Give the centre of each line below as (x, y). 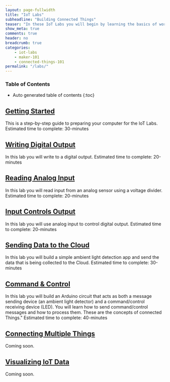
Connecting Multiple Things (50, 334)
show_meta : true (22, 29)
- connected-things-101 (39, 62)
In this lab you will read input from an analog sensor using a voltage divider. (84, 190)
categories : (18, 48)
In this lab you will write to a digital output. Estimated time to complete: (79, 157)
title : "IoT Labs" (25, 15)
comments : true (21, 33)
